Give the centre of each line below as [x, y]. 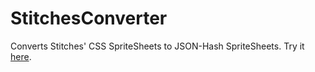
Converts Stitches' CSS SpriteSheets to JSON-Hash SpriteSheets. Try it [157, 46]
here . [21, 56]
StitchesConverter [89, 18]
